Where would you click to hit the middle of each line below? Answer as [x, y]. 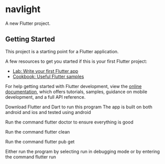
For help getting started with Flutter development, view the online [74, 86]
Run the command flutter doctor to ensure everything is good [69, 122]
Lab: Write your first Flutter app [45, 71]
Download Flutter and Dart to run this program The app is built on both [79, 107]
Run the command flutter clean [38, 132]
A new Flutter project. [28, 23]
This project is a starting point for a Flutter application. [62, 51]
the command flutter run [31, 157]
